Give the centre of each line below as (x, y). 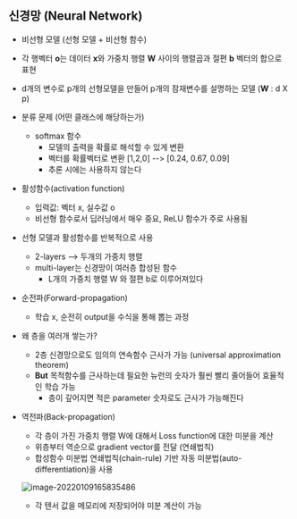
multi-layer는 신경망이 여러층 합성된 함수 (106, 267)
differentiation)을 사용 (74, 469)
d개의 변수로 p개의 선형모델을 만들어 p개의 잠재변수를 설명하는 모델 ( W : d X (154, 88)
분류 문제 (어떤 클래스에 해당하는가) (83, 117)
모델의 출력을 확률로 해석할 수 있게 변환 (116, 146)
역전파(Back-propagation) (68, 416)
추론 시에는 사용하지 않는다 (95, 169)
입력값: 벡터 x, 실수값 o (75, 207)
